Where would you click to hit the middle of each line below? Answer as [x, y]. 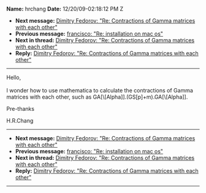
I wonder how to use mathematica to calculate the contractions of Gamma [100, 90]
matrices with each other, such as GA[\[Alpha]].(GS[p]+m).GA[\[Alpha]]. [97, 97]
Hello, [14, 77]
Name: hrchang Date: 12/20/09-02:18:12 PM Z [65, 9]
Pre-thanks [21, 109]
